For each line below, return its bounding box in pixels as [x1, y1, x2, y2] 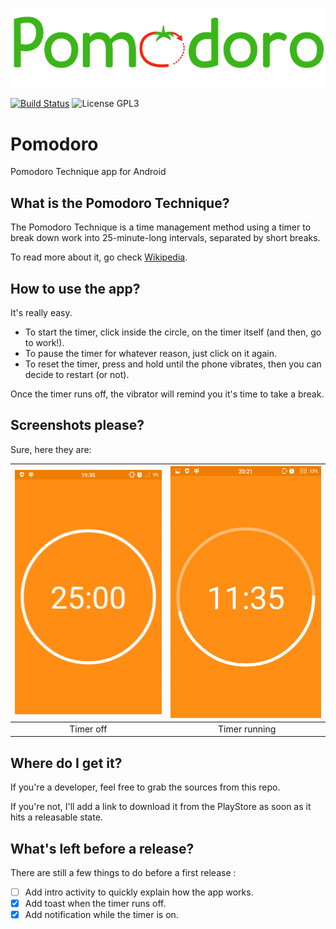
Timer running [218, 723, 277, 735]
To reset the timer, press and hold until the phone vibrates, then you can [24, 358, 322, 370]
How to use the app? [10, 280, 141, 297]
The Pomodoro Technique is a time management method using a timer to [10, 221, 312, 233]
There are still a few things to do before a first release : [10, 867, 237, 878]
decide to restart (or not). [24, 369, 130, 380]
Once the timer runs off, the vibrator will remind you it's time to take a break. [10, 388, 325, 400]
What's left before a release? [10, 840, 195, 857]
